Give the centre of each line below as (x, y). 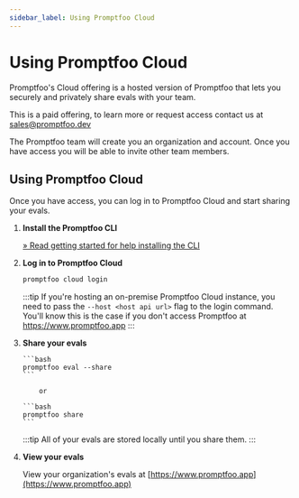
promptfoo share (53, 415)
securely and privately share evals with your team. (103, 97)
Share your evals (54, 343)
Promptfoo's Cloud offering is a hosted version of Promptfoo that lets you (145, 88)
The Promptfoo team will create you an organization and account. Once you (149, 142)
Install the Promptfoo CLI (70, 228)
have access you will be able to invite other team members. (119, 151)
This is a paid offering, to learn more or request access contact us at (136, 115)
